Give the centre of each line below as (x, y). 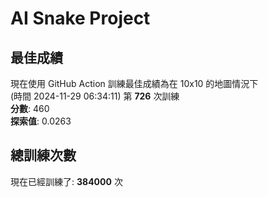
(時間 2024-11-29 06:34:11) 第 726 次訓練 (95, 96)
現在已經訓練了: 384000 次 (66, 181)
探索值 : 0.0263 (41, 121)
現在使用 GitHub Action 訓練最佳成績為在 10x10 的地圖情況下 (134, 83)
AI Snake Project (80, 18)
